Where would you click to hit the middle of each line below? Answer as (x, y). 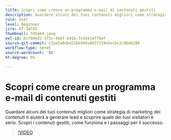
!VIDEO (25, 132)
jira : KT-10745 (21, 29)
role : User (17, 19)
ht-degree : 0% (20, 57)
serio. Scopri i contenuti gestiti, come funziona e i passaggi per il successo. (84, 123)
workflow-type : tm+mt (28, 48)
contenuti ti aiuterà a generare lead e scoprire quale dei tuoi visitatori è (79, 117)
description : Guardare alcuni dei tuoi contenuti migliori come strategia (86, 15)
